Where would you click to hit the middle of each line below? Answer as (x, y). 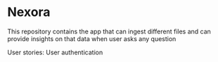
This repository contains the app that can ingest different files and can (109, 31)
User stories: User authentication (55, 52)
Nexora (29, 12)
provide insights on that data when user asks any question (92, 38)
